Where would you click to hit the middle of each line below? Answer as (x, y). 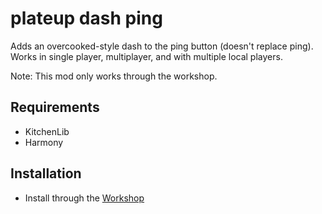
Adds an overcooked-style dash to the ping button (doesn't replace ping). (162, 46)
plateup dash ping (86, 18)
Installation (46, 173)
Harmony (44, 142)
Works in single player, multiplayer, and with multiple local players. (146, 56)
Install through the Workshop (84, 198)
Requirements (55, 107)
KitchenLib (47, 131)
